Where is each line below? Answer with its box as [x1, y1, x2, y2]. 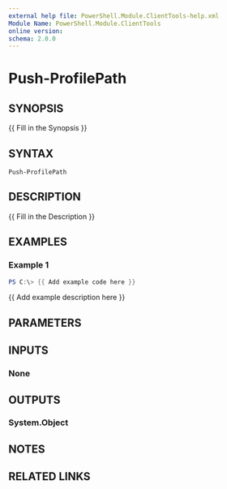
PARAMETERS [8, 315, 82, 329]
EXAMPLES [8, 235, 67, 249]
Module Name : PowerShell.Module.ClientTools [8, 19, 161, 28]
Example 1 [8, 260, 49, 271]
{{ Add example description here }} [8, 293, 126, 302]
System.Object [8, 417, 69, 428]
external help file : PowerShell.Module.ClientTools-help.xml [8, 11, 220, 20]
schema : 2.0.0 [8, 34, 57, 43]
